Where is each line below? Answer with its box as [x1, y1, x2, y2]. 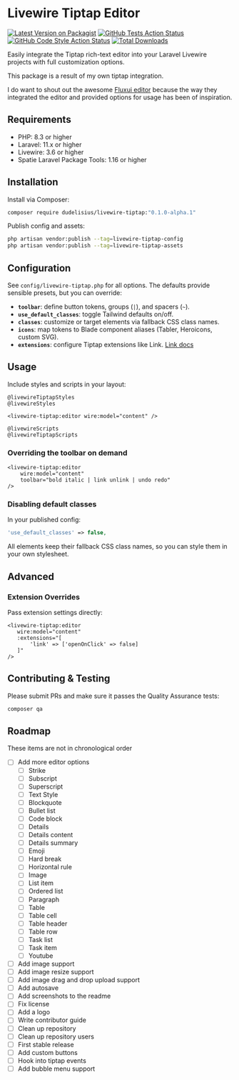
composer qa [7, 705, 43, 712]
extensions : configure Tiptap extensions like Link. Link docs [17, 341, 194, 349]
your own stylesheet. [7, 550, 69, 559]
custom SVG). [17, 333, 59, 341]
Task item [28, 943, 57, 951]
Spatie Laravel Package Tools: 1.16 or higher [17, 155, 148, 164]
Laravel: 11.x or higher [17, 140, 82, 149]
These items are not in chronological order [7, 744, 133, 753]
